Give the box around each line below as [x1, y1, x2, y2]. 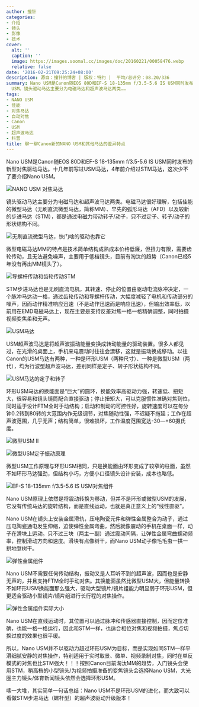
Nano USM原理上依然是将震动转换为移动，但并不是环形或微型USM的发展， [6, 495, 190, 502]
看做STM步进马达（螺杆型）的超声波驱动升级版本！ [6, 694, 132, 701]
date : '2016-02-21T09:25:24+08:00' [6, 69, 94, 75]
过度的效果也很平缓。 [11, 632, 63, 639]
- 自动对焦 [6, 113, 30, 119]
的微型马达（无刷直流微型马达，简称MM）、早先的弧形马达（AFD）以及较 [6, 205, 185, 212]
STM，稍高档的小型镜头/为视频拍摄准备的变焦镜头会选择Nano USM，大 [11, 667, 186, 674]
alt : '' [11, 47, 31, 53]
